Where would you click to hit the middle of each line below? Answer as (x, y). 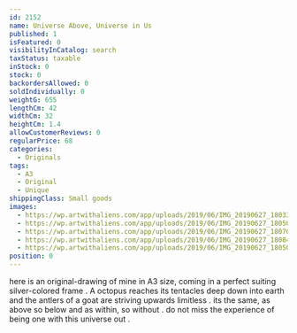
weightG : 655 (33, 100)
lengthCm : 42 (33, 108)
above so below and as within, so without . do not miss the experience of (142, 310)
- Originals (39, 157)
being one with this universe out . (70, 319)
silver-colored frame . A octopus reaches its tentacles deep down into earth (147, 290)
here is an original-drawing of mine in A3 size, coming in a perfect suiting (143, 281)
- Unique (33, 190)
